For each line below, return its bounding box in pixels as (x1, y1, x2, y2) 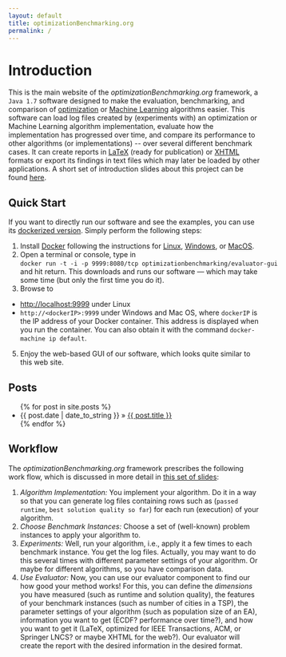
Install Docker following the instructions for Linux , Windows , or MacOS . (19, 241, 255, 251)
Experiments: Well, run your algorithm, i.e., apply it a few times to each (19, 538, 252, 548)
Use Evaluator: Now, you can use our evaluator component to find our (19, 572, 250, 582)
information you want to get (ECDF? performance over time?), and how (19, 615, 253, 625)
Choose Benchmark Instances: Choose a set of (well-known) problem (19, 522, 250, 531)
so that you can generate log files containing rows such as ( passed (19, 496, 238, 506)
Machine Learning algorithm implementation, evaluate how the (8, 122, 214, 131)
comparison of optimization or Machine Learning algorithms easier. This (8, 105, 245, 115)
